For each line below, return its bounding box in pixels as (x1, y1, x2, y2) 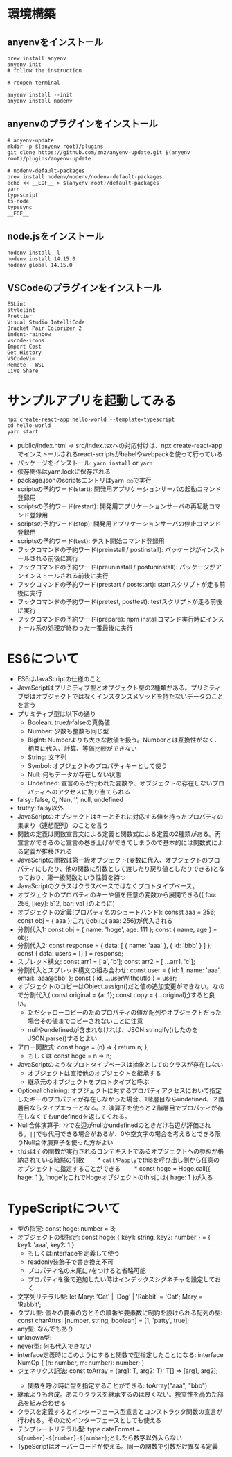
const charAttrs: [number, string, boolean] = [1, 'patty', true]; (17, 1317, 189, 1325)
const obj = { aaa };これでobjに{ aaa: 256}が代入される (17, 917, 173, 925)
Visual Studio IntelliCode (7, 319, 85, 326)
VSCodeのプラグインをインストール (7, 282, 162, 294)
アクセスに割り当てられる (57, 788, 131, 796)
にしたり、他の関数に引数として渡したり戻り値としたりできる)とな (35, 865, 225, 873)
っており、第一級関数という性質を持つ (17, 873, 127, 882)
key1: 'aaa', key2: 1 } (17, 1241, 75, 1249)
